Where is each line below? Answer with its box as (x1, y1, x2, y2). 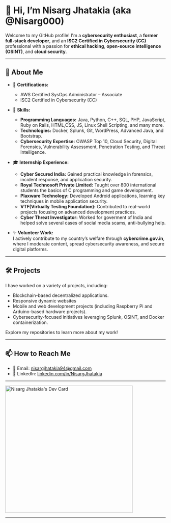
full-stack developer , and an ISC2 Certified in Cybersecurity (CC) (5, 38, 147, 44)
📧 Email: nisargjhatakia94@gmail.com (12, 365, 92, 371)
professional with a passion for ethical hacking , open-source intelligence (5, 43, 161, 49)
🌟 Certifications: (12, 81, 49, 88)
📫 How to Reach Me (5, 349, 71, 358)
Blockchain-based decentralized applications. (12, 292, 109, 298)
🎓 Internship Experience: (12, 159, 69, 165)
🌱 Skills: (12, 106, 31, 113)
